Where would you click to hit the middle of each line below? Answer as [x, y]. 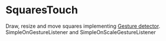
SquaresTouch [42, 10]
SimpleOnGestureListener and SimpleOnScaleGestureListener [81, 32]
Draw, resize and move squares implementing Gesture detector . [83, 26]
